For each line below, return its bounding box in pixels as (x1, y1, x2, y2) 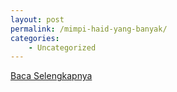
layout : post (10, 14, 65, 25)
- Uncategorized (28, 42, 97, 53)
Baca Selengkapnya (10, 70, 93, 82)
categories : (10, 33, 60, 43)
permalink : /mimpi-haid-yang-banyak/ (10, 24, 168, 34)
